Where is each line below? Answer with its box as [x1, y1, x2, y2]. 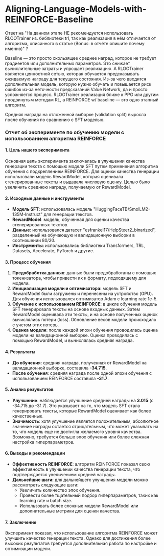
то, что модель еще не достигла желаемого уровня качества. [12, 429, 142, 435]
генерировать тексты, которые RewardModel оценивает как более [12, 408, 151, 413]
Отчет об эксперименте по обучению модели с [5, 129, 124, 136]
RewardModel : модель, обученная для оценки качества [12, 217, 130, 222]
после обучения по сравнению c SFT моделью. [5, 117, 105, 122]
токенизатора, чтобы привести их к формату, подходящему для [12, 275, 146, 281]
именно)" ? [5, 46, 28, 51]
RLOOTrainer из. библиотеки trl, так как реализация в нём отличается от [5, 35, 156, 41]
